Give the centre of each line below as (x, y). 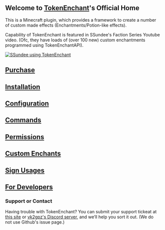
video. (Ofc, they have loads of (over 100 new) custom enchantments (75, 40)
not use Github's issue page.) (35, 222)
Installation (23, 87)
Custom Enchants (33, 154)
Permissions (25, 137)
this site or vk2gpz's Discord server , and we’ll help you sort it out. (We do (79, 217)
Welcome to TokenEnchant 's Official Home (72, 8)
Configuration (27, 103)
